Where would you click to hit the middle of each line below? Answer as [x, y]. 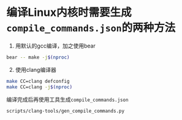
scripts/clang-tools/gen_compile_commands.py [65, 111]
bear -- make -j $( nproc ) [38, 57]
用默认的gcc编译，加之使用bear [55, 46]
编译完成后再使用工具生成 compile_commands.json [67, 99]
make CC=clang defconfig [38, 81]
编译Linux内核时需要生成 [69, 12]
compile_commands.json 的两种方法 [91, 28]
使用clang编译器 [36, 69]
